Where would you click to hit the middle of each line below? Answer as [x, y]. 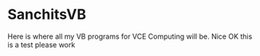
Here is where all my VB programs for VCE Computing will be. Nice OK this [130, 36]
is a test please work [41, 44]
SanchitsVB [47, 15]
